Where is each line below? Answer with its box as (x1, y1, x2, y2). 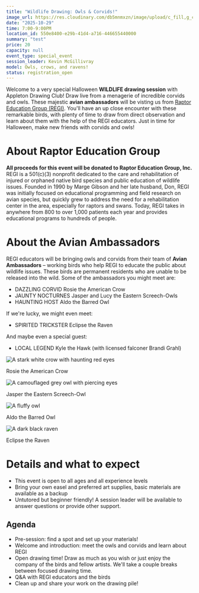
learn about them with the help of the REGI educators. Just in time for (6, 117, 176, 125)
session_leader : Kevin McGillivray (6, 58, 94, 64)
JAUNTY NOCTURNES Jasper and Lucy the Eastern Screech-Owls (14, 292, 178, 299)
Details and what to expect (6, 457, 140, 471)
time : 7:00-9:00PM (6, 25, 52, 32)
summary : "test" (6, 36, 46, 42)
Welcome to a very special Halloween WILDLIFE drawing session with (6, 86, 178, 93)
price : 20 (6, 42, 31, 48)
